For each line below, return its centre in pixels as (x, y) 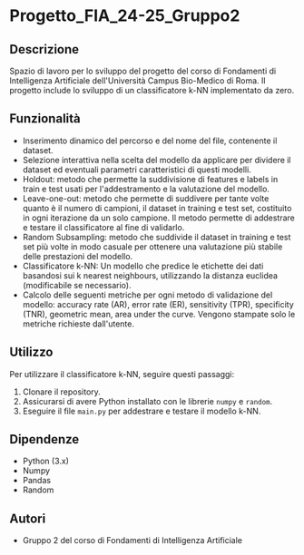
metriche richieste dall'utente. (78, 324)
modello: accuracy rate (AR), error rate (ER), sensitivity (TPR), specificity (158, 304)
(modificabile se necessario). (77, 285)
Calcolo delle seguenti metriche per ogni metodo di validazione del (147, 295)
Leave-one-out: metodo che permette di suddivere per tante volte (146, 198)
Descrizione (44, 49)
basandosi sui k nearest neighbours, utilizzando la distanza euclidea (150, 275)
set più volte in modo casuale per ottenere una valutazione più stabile (152, 247)
